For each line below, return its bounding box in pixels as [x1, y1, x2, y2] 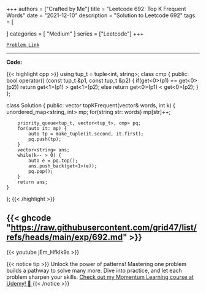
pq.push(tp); [28, 136, 62, 142]
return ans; [17, 179, 48, 185]
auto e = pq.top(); [28, 158, 78, 164]
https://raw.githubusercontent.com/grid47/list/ [10, 223, 197, 233]
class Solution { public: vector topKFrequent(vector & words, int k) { [6, 102, 176, 109]
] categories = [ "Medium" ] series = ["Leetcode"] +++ [6, 30, 144, 37]
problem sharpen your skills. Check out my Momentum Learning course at [6, 273, 194, 281]
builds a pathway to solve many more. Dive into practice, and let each [6, 267, 182, 274]
